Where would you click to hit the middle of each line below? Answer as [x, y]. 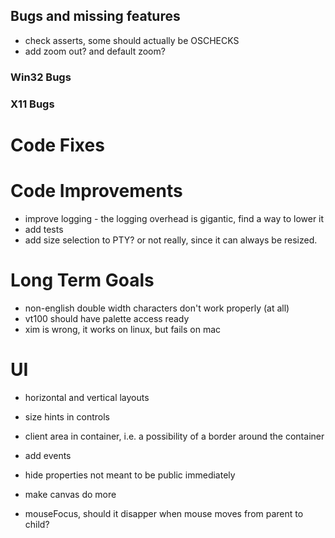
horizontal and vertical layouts [87, 397]
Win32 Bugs [41, 77]
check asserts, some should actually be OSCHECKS [132, 40]
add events [48, 455]
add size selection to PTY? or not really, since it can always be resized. [171, 240]
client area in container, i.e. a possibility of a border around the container [174, 436]
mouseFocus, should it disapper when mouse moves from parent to [164, 513]
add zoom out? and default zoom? [95, 51]
